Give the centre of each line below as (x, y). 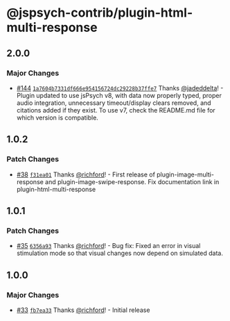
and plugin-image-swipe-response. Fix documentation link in (132, 181)
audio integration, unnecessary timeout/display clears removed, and (114, 103)
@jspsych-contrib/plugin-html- (100, 13)
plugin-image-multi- (185, 174)
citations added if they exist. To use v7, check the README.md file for (116, 110)
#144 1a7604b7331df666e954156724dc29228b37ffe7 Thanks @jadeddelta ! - (120, 88)
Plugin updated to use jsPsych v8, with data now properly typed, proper (119, 95)
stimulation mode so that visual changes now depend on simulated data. (120, 253)
